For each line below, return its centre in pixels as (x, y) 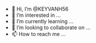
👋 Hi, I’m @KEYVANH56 (40, 9)
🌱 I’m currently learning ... (42, 21)
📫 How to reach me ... (38, 34)
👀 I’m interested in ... (36, 15)
